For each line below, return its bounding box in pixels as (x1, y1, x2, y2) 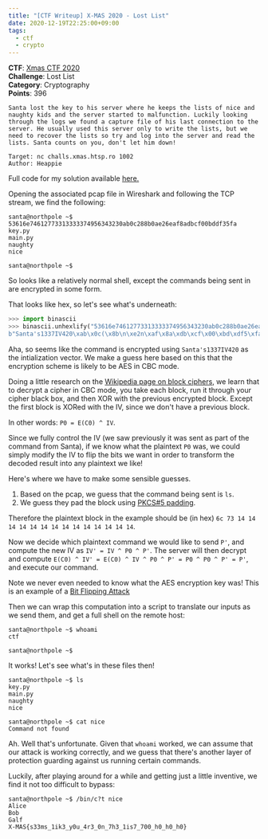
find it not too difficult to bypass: (8, 779, 116, 789)
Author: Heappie (8, 160, 62, 168)
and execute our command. (8, 563, 99, 572)
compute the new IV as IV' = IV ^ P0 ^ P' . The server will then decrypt (8, 545, 247, 555)
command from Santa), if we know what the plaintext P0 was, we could (8, 441, 241, 451)
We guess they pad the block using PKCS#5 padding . (19, 497, 196, 507)
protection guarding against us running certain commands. (8, 755, 202, 765)
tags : (8, 26, 26, 34)
